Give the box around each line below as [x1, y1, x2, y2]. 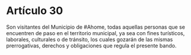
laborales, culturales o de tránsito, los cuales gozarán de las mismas [6, 36, 173, 43]
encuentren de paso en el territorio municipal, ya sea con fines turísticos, [6, 29, 185, 36]
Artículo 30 [6, 4, 63, 18]
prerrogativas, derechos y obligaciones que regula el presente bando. [6, 42, 177, 49]
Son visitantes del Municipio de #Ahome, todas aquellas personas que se [6, 23, 186, 30]
